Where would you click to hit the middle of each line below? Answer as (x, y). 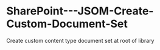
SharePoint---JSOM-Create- (80, 11)
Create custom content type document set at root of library (80, 40)
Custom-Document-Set (67, 24)
